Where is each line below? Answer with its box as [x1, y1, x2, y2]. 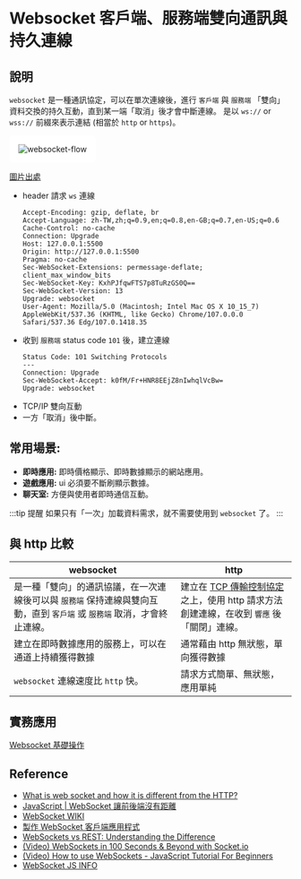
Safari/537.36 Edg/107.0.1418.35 [21, 318, 148, 327]
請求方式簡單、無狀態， [180, 668, 279, 680]
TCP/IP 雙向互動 [21, 401, 82, 411]
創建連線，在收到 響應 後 [180, 607, 282, 619]
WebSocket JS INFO [21, 860, 99, 871]
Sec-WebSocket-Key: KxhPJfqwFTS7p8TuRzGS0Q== [21, 279, 195, 288]
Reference [9, 766, 69, 781]
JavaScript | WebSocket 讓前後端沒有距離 [21, 801, 176, 812]
